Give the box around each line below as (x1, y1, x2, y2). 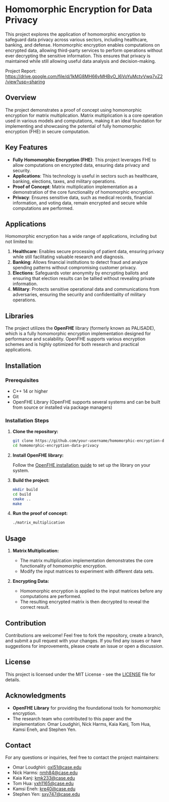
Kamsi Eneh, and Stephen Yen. (12, 726, 77, 733)
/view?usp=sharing (5, 79, 45, 85)
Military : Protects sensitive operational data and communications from (12, 286, 160, 292)
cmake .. (12, 496, 31, 502)
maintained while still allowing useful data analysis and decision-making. (5, 58, 156, 64)
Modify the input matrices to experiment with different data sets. (20, 568, 154, 574)
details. (5, 676, 21, 683)
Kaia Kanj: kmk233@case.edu (12, 775, 75, 781)
